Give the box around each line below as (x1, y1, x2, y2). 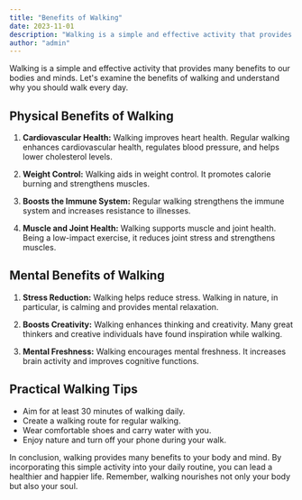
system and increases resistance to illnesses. (22, 205, 191, 216)
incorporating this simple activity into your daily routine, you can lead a (9, 461, 273, 472)
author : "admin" (9, 38, 70, 48)
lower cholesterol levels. (22, 151, 113, 162)
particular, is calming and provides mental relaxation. (22, 301, 219, 312)
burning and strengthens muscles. (22, 178, 151, 189)
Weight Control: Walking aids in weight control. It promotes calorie (22, 168, 271, 180)
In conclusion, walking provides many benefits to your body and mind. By (9, 451, 282, 462)
